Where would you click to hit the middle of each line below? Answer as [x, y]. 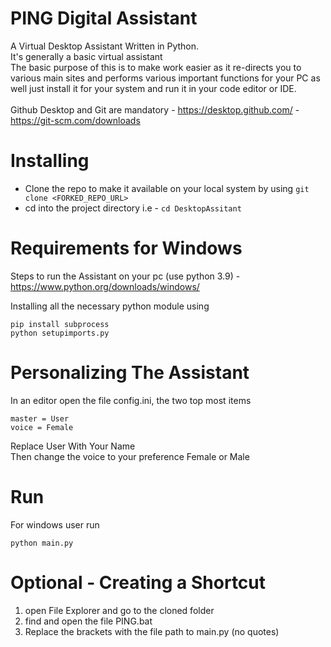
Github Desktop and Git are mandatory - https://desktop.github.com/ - [155, 109]
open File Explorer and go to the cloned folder [119, 610]
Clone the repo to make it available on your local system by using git [167, 188]
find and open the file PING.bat [88, 621]
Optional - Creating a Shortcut [138, 582]
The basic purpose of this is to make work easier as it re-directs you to [156, 67]
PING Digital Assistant [104, 18]
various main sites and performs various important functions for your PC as [165, 78]
